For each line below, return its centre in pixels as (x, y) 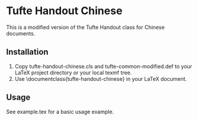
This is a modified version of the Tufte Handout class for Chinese (85, 27)
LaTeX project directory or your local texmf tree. (73, 73)
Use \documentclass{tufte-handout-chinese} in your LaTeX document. (101, 79)
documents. (21, 33)
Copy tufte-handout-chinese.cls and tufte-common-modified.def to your (103, 66)
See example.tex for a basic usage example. (60, 112)
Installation (27, 52)
